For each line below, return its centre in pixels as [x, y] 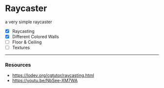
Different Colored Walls [36, 37]
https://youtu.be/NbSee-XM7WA [45, 81]
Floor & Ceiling [27, 42]
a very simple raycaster [29, 22]
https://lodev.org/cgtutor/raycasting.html [53, 75]
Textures [21, 48]
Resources [18, 65]
